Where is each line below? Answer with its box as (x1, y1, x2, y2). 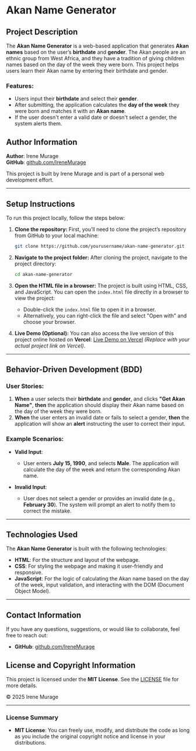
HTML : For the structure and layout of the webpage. (14, 557, 140, 564)
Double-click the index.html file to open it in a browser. (23, 306, 156, 313)
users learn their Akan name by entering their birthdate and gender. (6, 67, 168, 74)
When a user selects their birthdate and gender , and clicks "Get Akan (14, 395, 185, 402)
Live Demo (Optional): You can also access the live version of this (14, 329, 174, 337)
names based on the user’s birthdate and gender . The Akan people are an (6, 49, 186, 56)
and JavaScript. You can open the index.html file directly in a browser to (14, 288, 190, 295)
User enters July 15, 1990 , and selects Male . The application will (23, 459, 179, 466)
